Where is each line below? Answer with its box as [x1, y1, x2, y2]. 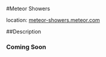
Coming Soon [6, 43, 46, 51]
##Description [6, 28, 42, 35]
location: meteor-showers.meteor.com [6, 17, 100, 23]
